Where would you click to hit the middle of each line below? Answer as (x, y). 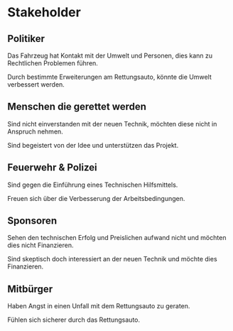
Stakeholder (44, 12)
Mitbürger (30, 289)
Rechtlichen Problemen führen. (53, 63)
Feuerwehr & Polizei (52, 168)
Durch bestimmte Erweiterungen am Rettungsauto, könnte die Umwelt (109, 77)
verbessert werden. (36, 85)
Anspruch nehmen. (36, 131)
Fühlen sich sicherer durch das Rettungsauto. (74, 320)
